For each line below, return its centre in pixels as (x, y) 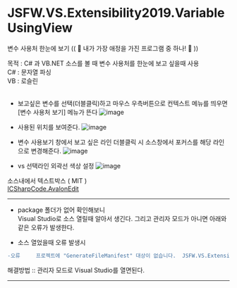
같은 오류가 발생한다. (46, 227)
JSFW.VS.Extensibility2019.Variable (116, 13)
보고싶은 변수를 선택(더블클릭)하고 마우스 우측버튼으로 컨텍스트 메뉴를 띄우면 (122, 103)
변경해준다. (46, 151)
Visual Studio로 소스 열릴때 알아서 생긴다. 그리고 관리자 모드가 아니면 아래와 (122, 218)
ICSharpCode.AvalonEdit (43, 189)
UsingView (40, 28)
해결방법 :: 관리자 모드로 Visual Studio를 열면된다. (76, 270)
